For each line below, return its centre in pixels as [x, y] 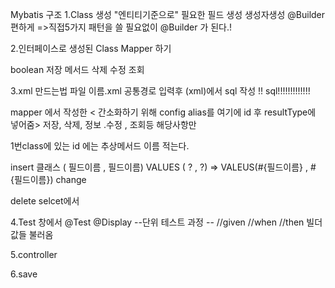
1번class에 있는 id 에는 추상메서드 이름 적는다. [100, 146]
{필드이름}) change [48, 179]
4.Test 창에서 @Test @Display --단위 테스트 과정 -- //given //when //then [157, 222]
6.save [24, 274]
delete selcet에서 [45, 201]
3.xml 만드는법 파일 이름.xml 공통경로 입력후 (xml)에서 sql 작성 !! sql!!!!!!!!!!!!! [160, 91]
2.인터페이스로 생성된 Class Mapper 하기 [91, 48]
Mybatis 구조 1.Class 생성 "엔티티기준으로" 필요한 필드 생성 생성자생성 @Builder [168, 14]
